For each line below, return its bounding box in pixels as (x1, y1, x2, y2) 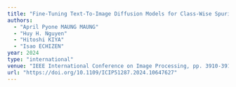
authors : (7, 17, 33, 24)
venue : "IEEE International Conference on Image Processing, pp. (7, 62, 202, 69)
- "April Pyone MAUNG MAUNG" (13, 23, 99, 30)
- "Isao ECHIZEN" (13, 43, 65, 50)
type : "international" (7, 56, 74, 63)
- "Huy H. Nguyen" (13, 29, 68, 37)
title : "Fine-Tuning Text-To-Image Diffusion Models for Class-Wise (7, 10, 212, 18)
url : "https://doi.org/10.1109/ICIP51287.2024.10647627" (7, 69, 178, 76)
